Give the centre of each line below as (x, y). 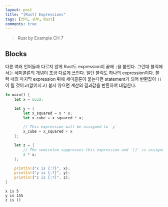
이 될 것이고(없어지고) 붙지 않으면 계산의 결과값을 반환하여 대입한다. (71, 85)
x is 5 (12, 191)
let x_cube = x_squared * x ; (53, 118)
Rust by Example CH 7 (40, 38)
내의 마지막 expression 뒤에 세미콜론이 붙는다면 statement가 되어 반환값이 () (86, 79)
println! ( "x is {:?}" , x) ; (42, 168)
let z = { (24, 145)
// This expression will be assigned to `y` (70, 127)
